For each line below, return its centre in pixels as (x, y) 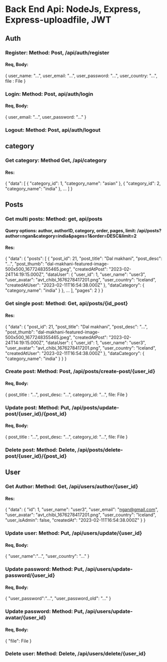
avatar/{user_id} (26, 618)
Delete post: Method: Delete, (41, 450)
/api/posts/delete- (100, 450)
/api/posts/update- (95, 408)
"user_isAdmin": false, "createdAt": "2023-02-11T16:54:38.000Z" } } (75, 520)
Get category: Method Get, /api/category (56, 160)
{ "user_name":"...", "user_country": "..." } (47, 556)
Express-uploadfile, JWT (58, 20)
